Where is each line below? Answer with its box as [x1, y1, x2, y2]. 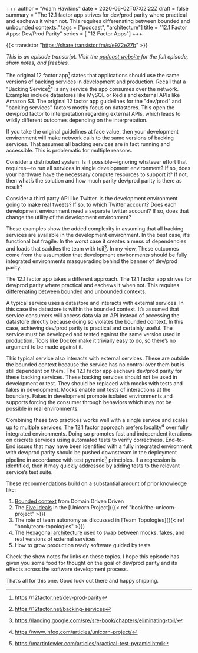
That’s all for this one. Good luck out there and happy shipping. [6, 577, 159, 584]
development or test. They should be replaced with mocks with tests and [6, 379, 183, 386]
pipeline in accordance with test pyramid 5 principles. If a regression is [6, 455, 176, 463]
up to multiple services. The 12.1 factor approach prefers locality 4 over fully [6, 423, 189, 431]
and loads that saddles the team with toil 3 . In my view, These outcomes [6, 244, 179, 252]
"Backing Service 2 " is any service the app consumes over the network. [6, 84, 179, 92]
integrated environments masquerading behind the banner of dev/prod [6, 257, 178, 265]
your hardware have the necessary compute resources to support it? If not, [6, 171, 189, 178]
